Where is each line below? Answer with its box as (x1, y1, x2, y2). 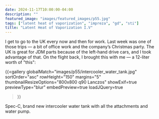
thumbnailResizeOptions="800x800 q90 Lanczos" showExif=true (5, 79, 137, 85)
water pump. (5, 108, 31, 115)
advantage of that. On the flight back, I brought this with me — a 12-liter (5, 54, 150, 60)
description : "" (5, 12, 38, 17)
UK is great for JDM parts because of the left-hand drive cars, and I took (5, 49, 152, 55)
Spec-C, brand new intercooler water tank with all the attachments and (5, 103, 148, 109)
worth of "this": (5, 59, 36, 65)
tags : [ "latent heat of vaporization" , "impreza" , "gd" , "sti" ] (5, 20, 139, 26)
